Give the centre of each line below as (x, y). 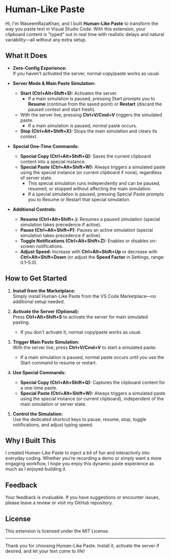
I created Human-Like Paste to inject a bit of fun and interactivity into (78, 453)
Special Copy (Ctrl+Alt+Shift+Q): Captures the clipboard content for (93, 382)
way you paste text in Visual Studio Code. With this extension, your (76, 29)
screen (27, 246)
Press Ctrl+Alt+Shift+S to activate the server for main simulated (80, 317)
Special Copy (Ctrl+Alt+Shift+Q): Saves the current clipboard (85, 156)
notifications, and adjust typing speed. (53, 425)
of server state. (36, 178)
